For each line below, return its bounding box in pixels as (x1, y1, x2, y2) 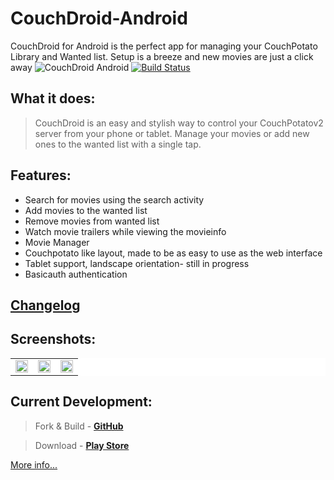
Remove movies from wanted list (24, 215, 160, 227)
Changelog (10, 297, 81, 314)
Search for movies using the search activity (24, 193, 205, 206)
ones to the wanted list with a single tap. (34, 138, 202, 150)
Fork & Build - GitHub (34, 420, 124, 432)
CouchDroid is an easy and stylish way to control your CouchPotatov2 (34, 117, 324, 129)
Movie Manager (24, 236, 90, 248)
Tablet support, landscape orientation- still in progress (24, 257, 250, 269)
